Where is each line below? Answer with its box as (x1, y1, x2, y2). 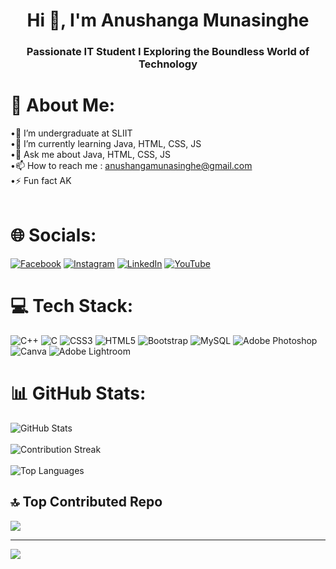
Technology (138, 57, 198, 71)
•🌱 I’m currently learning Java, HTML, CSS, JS (10, 138, 202, 150)
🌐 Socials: (10, 224, 97, 247)
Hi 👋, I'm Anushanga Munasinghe (26, 9, 310, 32)
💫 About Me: (10, 94, 116, 117)
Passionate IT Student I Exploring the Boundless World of (26, 45, 310, 59)
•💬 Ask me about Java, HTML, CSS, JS (10, 149, 172, 161)
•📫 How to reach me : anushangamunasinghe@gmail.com (10, 160, 253, 172)
